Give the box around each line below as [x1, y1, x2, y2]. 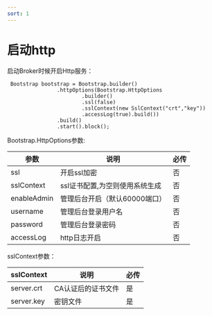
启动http [7, 42, 56, 58]
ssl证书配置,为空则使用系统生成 [60, 181, 161, 190]
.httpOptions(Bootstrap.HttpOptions [56, 86, 163, 94]
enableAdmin [10, 193, 54, 203]
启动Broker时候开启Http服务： [7, 67, 94, 75]
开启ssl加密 [60, 167, 98, 177]
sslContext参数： [7, 251, 56, 260]
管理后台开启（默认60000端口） [60, 194, 166, 203]
